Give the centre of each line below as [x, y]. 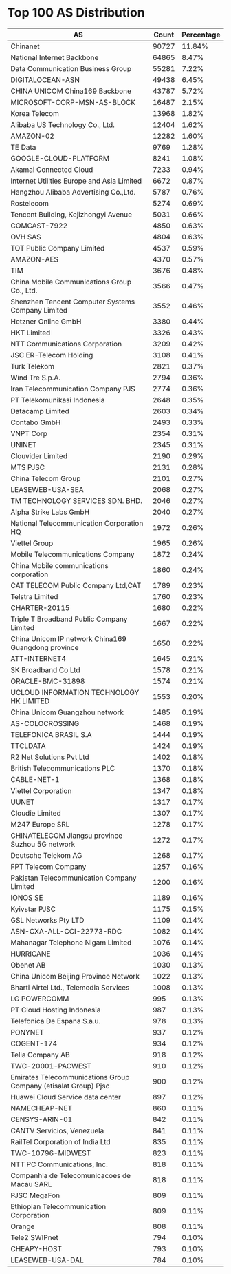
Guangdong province [45, 647]
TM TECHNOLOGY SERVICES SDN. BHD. [77, 500]
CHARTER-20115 [40, 607]
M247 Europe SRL [40, 824]
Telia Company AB [40, 1055]
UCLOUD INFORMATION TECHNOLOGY [75, 692]
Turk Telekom [33, 366]
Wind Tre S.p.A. [35, 378]
